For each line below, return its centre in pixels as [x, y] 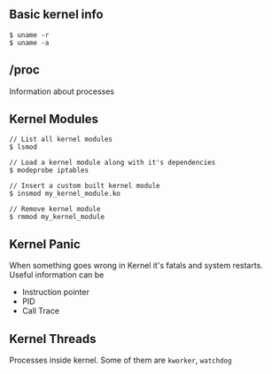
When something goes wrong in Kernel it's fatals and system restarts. [136, 266]
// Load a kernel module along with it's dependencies [113, 163]
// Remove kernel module [55, 209]
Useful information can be [57, 275]
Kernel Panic [45, 244]
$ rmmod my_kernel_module [57, 217]
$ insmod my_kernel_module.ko [65, 194]
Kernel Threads [53, 339]
